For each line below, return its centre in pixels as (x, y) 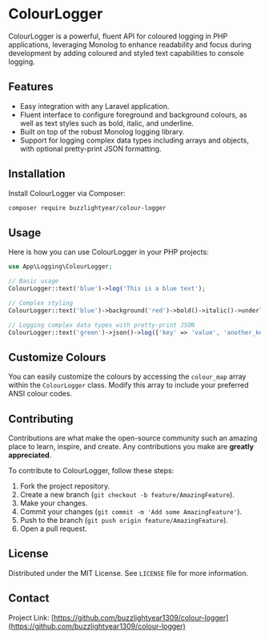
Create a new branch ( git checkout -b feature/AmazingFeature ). (127, 494)
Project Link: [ (31, 617)
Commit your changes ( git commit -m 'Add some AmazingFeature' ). (131, 512)
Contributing (41, 418)
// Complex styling (41, 303)
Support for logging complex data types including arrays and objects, (134, 140)
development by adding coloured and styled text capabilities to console (126, 53)
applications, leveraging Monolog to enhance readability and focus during (130, 44)
